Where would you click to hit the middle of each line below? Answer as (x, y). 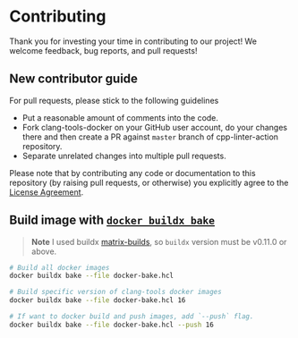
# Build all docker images (60, 267)
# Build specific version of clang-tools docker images (115, 292)
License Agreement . (47, 192)
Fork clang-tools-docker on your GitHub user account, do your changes (155, 127)
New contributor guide (74, 79)
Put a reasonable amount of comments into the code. (120, 117)
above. (44, 251)
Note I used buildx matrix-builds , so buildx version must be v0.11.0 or (159, 241)
